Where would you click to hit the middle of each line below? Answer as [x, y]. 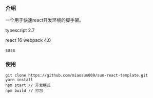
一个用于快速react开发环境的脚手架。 [44, 20]
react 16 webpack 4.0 [28, 40]
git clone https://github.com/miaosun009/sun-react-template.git [76, 75]
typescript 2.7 [20, 30]
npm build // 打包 [24, 90]
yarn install [19, 80]
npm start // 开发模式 [28, 85]
